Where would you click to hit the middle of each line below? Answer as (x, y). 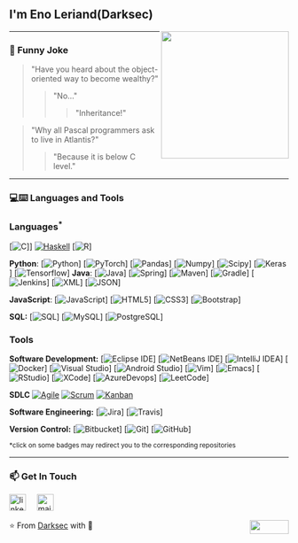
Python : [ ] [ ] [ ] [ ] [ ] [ (133, 263)
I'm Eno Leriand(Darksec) (81, 15)
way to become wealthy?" (111, 79)
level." (64, 167)
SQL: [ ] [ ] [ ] (86, 316)
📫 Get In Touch (43, 476)
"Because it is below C (94, 157)
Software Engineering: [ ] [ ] (86, 412)
